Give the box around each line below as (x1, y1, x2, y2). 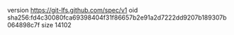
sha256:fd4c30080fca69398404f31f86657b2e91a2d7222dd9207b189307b (7, 13, 227, 22)
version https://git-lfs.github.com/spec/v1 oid (7, 6, 138, 14)
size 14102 (41, 21, 72, 29)
